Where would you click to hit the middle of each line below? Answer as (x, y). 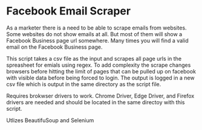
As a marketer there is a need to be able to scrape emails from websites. (96, 28)
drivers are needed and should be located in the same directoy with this (96, 102)
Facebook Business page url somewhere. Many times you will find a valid (97, 40)
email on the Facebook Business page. (54, 47)
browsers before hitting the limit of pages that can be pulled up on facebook (101, 71)
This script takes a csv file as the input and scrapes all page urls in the (94, 58)
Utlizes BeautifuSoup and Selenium (50, 120)
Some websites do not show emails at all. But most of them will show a (94, 34)
